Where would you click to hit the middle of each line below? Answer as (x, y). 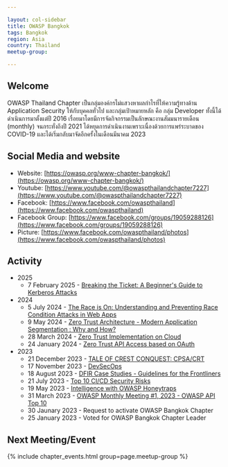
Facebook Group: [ (44, 217)
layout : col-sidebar (37, 19)
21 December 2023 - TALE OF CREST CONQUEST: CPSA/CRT (116, 359)
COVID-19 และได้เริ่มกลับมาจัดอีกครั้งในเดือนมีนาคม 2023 (77, 134)
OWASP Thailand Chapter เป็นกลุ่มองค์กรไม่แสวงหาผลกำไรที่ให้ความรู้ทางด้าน (102, 103)
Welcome (28, 86)
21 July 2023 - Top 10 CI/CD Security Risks (89, 381)
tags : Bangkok (28, 33)
